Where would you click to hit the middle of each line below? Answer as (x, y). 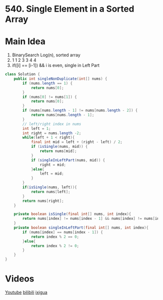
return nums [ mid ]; (58, 151)
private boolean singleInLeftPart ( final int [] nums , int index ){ (81, 228)
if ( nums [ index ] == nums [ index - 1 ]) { (63, 232)
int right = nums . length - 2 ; (52, 133)
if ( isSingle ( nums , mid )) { (59, 147)
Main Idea (25, 42)
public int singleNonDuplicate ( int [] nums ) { (61, 79)
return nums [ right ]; (43, 201)
